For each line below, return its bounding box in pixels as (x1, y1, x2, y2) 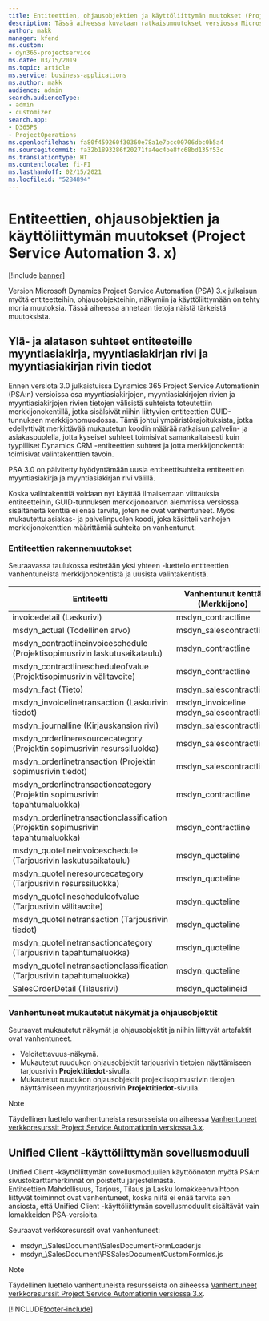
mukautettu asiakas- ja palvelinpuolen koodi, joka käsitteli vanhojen (8, 514, 231, 524)
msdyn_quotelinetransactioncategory (12, 937, 153, 948)
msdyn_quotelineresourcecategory (12, 868, 144, 879)
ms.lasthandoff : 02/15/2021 (8, 168, 102, 176)
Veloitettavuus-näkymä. (19, 1050, 98, 1059)
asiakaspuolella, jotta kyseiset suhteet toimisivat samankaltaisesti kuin (8, 432, 240, 441)
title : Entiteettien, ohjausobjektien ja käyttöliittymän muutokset (8, 11, 242, 20)
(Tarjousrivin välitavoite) (12, 901, 104, 912)
